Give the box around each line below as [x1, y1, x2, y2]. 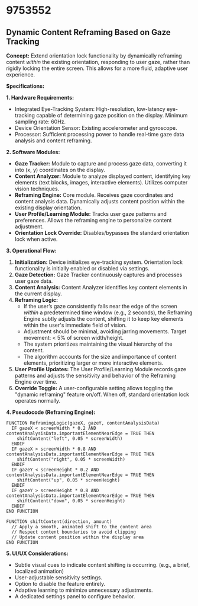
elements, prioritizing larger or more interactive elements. [23, 359, 164, 366]
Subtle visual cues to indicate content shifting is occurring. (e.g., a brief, [14, 562, 190, 568]
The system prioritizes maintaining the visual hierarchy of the [23, 340, 173, 347]
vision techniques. [14, 185, 60, 192]
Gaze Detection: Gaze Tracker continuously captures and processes [14, 271, 183, 278]
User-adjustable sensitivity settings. [14, 574, 102, 581]
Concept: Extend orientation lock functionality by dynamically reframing [6, 52, 182, 59]
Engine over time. [14, 378, 58, 385]
